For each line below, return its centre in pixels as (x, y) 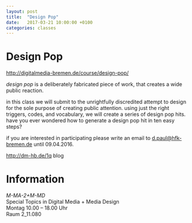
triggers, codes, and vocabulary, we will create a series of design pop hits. (96, 114)
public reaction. (25, 91)
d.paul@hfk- (167, 138)
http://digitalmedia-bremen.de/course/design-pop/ (67, 73)
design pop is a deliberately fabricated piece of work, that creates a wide (94, 84)
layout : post (22, 11)
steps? (14, 127)
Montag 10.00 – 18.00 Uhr (37, 208)
